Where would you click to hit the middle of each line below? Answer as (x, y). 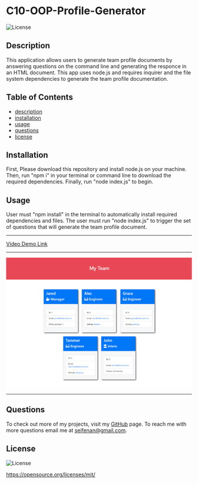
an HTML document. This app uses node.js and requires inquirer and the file (99, 73)
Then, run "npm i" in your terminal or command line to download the (89, 176)
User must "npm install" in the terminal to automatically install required (92, 215)
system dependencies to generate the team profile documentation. (87, 78)
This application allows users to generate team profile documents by (89, 60)
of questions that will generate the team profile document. (77, 227)
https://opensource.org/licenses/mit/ (51, 474)
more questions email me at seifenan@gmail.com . (67, 430)
